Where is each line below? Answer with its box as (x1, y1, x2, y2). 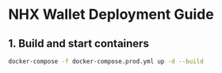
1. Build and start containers (8, 37, 149, 50)
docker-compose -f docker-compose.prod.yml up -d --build (8, 57, 204, 65)
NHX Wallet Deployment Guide (8, 5, 214, 24)
